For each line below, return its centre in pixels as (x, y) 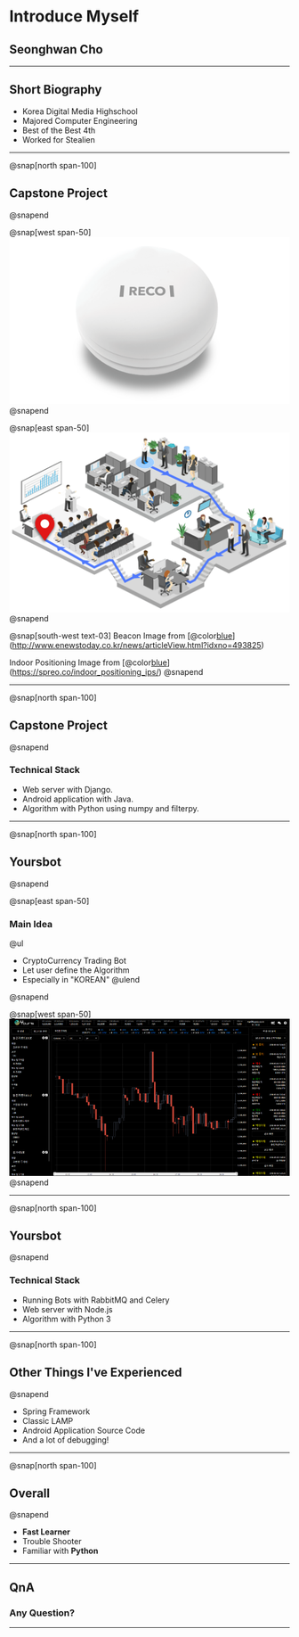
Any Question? (42, 1613)
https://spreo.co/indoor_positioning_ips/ (85, 671)
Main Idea (31, 924)
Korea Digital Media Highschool (80, 111)
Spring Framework (56, 1411)
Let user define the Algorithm (76, 970)
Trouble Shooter (52, 1542)
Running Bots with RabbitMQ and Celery (96, 1300)
